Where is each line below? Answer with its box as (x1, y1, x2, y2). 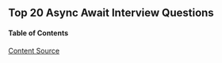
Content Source (8, 46, 60, 55)
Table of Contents (8, 28, 69, 38)
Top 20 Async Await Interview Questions (8, 6, 214, 20)
